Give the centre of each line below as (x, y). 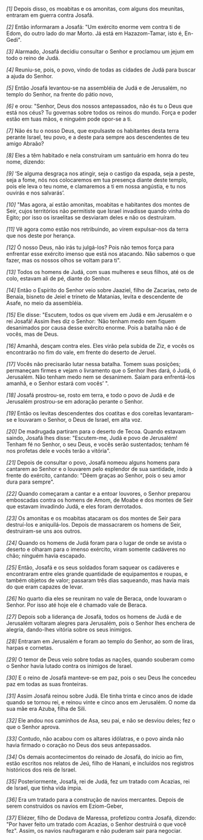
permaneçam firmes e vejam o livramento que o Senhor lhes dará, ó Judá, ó (101, 370)
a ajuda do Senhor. (30, 76)
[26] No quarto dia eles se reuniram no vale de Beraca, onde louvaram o (96, 598)
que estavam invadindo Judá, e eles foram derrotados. (75, 506)
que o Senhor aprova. (33, 727)
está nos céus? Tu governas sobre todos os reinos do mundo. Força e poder (101, 112)
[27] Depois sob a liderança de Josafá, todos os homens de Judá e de (94, 617)
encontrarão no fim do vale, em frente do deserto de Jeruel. (81, 352)
